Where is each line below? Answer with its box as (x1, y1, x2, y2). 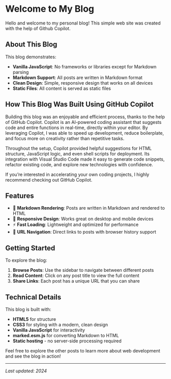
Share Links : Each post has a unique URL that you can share (12, 278, 140, 284)
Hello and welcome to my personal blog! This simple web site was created (5, 20, 161, 26)
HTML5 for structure (12, 316, 56, 322)
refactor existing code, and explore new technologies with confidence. (5, 161, 154, 167)
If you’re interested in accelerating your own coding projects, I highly (5, 171, 150, 178)
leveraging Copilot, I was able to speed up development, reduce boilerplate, (5, 130, 164, 136)
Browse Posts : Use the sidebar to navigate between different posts (12, 267, 154, 273)
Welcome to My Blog (5, 3, 95, 15)
